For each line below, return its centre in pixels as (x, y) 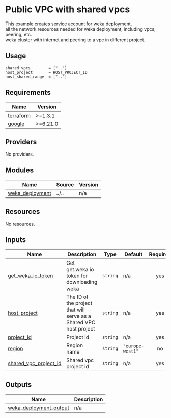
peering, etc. (19, 34)
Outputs (19, 385)
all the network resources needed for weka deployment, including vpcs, (81, 29)
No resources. (20, 224)
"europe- (133, 346)
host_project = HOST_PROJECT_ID (46, 72)
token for (77, 276)
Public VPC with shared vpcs (68, 9)
